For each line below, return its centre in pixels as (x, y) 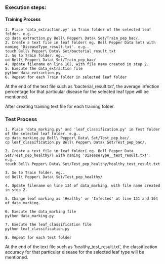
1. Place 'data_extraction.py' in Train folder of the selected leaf (78, 30)
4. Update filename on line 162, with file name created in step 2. (77, 64)
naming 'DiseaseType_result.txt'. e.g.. (47, 47)
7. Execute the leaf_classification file (48, 225)
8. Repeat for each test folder (38, 238)
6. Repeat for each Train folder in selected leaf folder (66, 77)
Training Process (23, 19)
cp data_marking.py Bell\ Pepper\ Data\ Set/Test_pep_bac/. (68, 138)
